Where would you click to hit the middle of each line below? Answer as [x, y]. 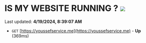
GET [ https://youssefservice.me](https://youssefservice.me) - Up [76, 31]
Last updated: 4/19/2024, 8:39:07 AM [43, 21]
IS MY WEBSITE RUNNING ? [62, 8]
